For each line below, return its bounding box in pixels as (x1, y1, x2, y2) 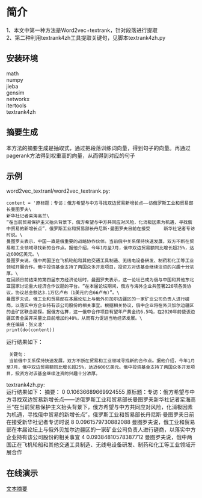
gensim (6, 89, 25, 96)
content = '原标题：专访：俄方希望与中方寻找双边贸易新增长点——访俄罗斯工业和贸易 (6, 200, 189, 207)
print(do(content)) (6, 327, 55, 333)
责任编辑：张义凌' (6, 322, 45, 328)
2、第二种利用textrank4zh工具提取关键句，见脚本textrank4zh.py (6, 34, 166, 41)
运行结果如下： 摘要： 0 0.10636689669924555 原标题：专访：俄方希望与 (6, 388, 190, 396)
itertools (6, 102, 27, 109)
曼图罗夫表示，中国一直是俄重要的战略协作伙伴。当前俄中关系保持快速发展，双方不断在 (6, 238, 190, 244)
